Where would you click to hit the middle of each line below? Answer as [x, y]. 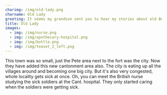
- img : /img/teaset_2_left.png [42, 47]
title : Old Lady [22, 24]
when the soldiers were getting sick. [42, 87]
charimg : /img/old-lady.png [34, 10]
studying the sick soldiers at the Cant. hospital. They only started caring [79, 82]
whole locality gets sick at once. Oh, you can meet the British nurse [74, 76]
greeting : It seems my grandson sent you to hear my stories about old [81, 19]
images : [13, 28]
